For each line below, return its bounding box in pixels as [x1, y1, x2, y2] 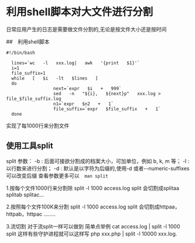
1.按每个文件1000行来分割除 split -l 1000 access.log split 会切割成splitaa [6, 185, 180, 192]
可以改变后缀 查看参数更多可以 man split [6, 172, 108, 179]
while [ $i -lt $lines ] [11, 75, 98, 81]
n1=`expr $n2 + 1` [53, 100, 114, 107]
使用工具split [6, 141, 54, 151]
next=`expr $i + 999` [53, 85, 122, 91]
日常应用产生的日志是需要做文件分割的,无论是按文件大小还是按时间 [6, 26, 167, 33]
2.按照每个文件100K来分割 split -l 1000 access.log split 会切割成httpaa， [6, 203, 180, 210]
